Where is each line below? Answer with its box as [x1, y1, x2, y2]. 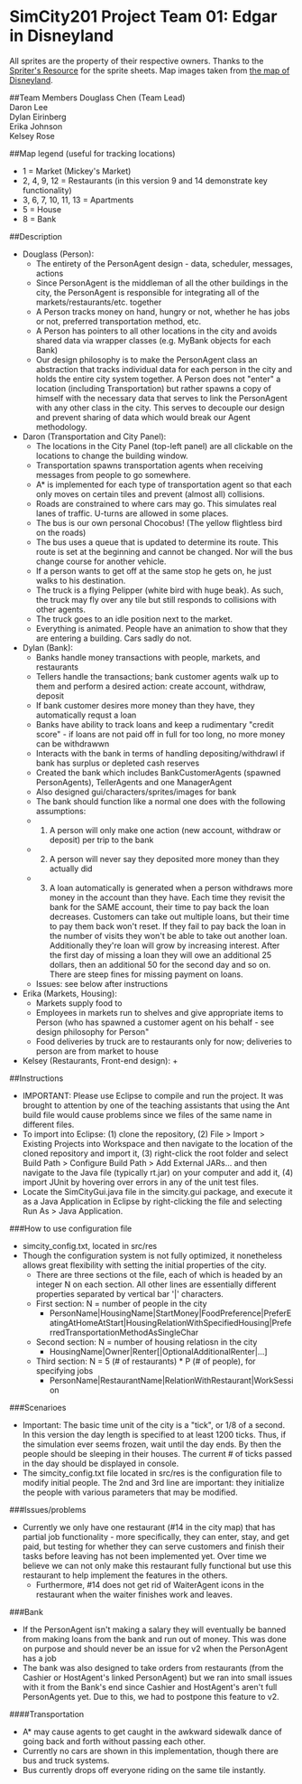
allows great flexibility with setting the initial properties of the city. [22, 1259, 267, 1271]
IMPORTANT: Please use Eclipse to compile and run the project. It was [22, 1090, 284, 1101]
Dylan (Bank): [22, 642, 74, 653]
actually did [49, 863, 93, 874]
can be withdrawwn [35, 738, 110, 749]
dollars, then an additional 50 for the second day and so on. [49, 959, 271, 970]
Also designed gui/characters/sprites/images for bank [35, 786, 237, 797]
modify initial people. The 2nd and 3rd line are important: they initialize [22, 1477, 285, 1488]
